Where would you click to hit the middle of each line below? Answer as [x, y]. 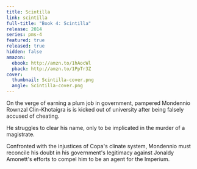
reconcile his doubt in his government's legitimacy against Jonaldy [90, 153]
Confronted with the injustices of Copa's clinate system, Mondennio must [99, 146]
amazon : [16, 57]
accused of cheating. [33, 116]
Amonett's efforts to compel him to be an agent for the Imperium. [88, 159]
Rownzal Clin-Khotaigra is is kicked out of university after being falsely [95, 110]
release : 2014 [24, 29]
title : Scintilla [28, 12]
